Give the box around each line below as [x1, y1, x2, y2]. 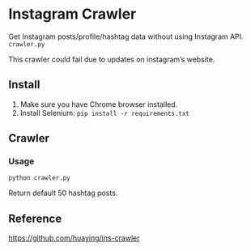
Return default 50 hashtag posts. [8, 188, 118, 198]
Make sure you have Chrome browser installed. [19, 99, 178, 109]
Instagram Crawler [8, 5, 137, 23]
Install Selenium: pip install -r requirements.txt [19, 108, 190, 117]
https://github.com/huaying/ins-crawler [8, 233, 140, 243]
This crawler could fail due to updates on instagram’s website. [8, 54, 215, 64]
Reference [8, 211, 62, 225]
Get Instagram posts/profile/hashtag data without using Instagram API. [8, 32, 245, 41]
